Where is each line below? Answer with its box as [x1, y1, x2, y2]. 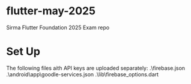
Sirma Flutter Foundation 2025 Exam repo [6, 24, 110, 31]
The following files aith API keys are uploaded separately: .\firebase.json [6, 64, 185, 71]
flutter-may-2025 [6, 4, 96, 18]
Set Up [6, 45, 41, 58]
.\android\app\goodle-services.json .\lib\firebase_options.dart [6, 70, 159, 78]
